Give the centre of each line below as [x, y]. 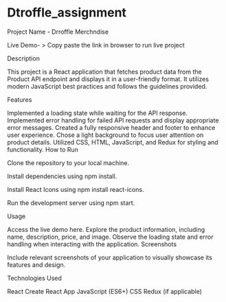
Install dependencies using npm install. [62, 176]
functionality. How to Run [43, 149]
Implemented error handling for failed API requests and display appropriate [113, 120]
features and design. [36, 265]
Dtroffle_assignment [67, 13]
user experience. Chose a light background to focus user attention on [105, 135]
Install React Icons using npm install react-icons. [76, 189]
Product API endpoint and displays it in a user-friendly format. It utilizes [108, 79]
